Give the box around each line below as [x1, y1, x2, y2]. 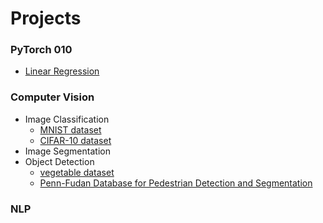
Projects [10, 7, 82, 30]
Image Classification [24, 113, 110, 125]
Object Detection [24, 155, 95, 167]
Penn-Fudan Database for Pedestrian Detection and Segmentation [39, 177, 313, 189]
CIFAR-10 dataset [39, 134, 112, 146]
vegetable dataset [39, 166, 115, 178]
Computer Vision [10, 90, 95, 104]
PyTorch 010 [10, 43, 73, 57]
